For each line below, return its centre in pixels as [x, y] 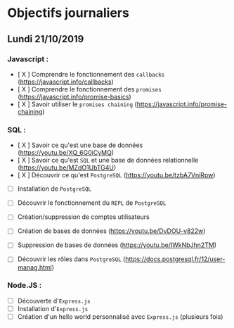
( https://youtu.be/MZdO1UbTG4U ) [67, 168]
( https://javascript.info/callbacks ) [65, 82]
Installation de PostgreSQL [54, 189]
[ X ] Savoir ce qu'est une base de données [80, 145]
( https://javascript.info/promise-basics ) [74, 96]
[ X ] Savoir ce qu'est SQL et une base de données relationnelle [108, 160]
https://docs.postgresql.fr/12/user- [175, 259]
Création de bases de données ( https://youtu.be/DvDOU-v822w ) [111, 231]
